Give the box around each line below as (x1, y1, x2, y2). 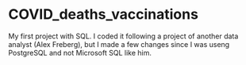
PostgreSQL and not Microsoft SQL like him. (8, 48, 152, 57)
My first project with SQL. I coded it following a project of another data (8, 31, 239, 41)
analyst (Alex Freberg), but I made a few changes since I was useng (8, 39, 230, 49)
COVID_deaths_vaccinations (8, 5, 198, 23)
